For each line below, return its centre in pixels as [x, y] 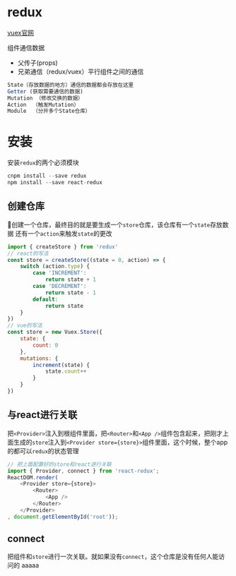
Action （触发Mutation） [43, 104]
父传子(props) [37, 62]
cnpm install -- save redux [47, 176]
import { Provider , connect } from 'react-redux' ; [83, 471]
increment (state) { [61, 365]
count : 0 [46, 345]
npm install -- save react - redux [55, 183]
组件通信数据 [26, 47]
